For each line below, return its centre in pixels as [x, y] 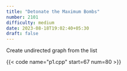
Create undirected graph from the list [52, 50]
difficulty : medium [30, 22]
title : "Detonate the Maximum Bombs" [53, 12]
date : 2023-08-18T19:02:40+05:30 [48, 28]
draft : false [22, 34]
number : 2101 [22, 17]
